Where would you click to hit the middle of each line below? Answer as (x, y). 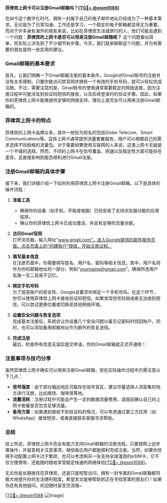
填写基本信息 (25, 256)
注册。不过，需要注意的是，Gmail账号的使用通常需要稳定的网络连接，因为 (81, 88)
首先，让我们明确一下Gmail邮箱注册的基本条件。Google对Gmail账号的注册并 (83, 75)
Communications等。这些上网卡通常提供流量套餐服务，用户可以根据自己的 (81, 138)
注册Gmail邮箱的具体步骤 (35, 171)
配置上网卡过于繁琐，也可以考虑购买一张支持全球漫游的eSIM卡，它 (86, 456)
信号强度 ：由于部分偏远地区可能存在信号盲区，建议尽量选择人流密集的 (84, 387)
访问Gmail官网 (27, 233)
